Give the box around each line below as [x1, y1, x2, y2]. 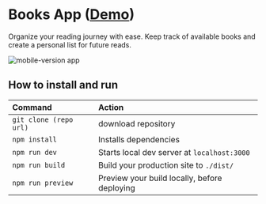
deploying [98, 182, 136, 193]
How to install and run [8, 78, 119, 92]
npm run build [12, 161, 66, 169]
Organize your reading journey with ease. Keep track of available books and [8, 32, 256, 41]
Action [98, 101, 124, 112]
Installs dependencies [98, 134, 180, 145]
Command [12, 101, 53, 112]
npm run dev [12, 148, 58, 157]
